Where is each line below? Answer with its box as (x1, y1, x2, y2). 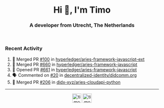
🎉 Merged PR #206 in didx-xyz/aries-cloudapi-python (12, 79, 121, 85)
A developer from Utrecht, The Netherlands (29, 22, 135, 29)
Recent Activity (5, 45, 43, 52)
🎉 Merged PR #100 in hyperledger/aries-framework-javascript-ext (12, 56, 145, 62)
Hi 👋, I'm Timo (53, 4, 111, 16)
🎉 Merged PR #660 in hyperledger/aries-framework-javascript (12, 61, 138, 67)
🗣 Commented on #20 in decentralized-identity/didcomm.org (12, 72, 137, 78)
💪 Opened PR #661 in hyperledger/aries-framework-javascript (12, 66, 137, 72)
